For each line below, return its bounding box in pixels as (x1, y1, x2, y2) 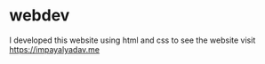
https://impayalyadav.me (9, 44, 100, 54)
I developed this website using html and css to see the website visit (9, 35, 256, 45)
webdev (9, 5, 70, 26)
